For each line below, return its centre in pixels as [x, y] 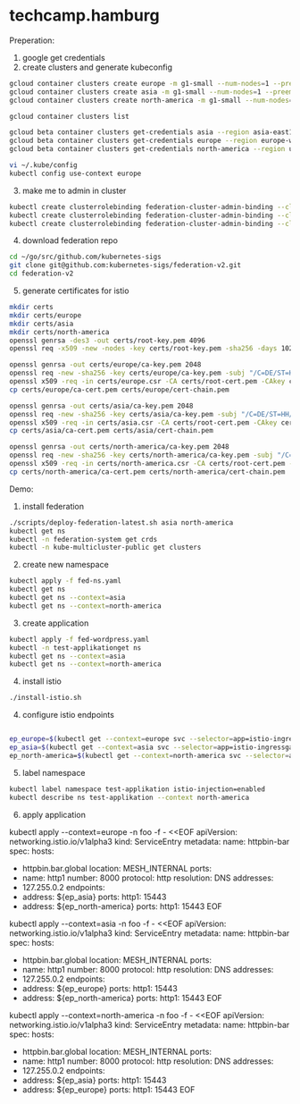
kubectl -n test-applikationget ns [75, 648]
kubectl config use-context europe [75, 173]
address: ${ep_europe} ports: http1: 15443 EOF [108, 1089]
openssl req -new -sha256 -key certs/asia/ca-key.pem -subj [124, 414]
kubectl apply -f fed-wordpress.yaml [79, 639]
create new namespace [65, 565]
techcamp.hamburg [84, 16]
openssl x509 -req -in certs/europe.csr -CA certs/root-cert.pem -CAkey [147, 382]
